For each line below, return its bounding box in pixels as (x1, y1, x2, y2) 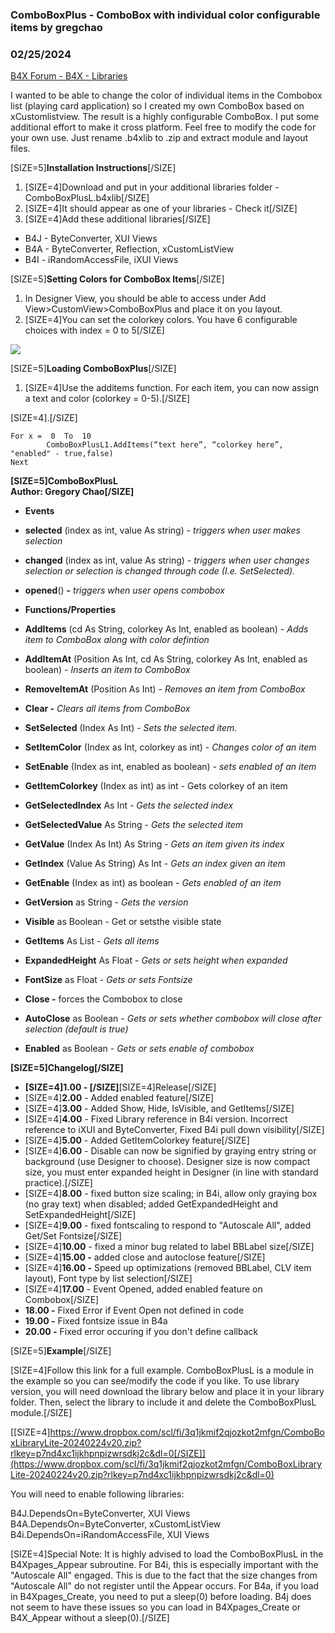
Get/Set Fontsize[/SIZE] (24, 1230, 123, 1242)
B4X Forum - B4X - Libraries (10, 70, 128, 82)
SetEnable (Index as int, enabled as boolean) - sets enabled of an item (24, 761, 317, 773)
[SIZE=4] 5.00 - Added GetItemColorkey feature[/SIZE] (24, 1134, 250, 1147)
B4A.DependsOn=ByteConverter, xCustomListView (10, 1518, 222, 1530)
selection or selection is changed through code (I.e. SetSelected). (24, 565, 296, 577)
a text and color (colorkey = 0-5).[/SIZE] (24, 393, 191, 405)
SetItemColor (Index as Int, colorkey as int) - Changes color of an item (24, 741, 317, 753)
